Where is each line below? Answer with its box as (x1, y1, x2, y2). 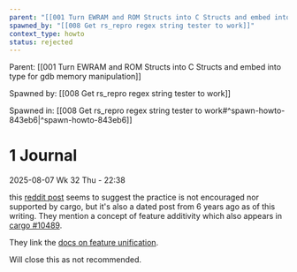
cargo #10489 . (9, 220, 63, 230)
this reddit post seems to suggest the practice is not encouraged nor (9, 192, 259, 203)
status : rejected (9, 37, 73, 47)
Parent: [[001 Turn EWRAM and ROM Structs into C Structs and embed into (9, 62, 281, 72)
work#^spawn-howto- (204, 105, 286, 116)
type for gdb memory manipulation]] (9, 72, 141, 82)
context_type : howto (9, 29, 86, 38)
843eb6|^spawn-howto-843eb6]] (9, 115, 133, 125)
